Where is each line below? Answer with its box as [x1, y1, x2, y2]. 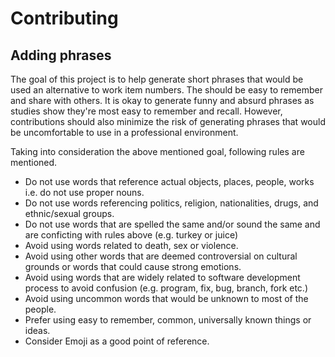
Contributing [10, 7, 119, 30]
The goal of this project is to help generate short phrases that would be [10, 73, 304, 85]
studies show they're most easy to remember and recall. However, [10, 105, 283, 117]
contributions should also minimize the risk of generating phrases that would [10, 116, 326, 127]
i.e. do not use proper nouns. [24, 187, 145, 198]
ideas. [24, 325, 51, 336]
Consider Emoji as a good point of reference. [24, 335, 210, 347]
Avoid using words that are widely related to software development [24, 272, 301, 283]
